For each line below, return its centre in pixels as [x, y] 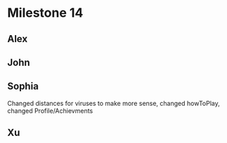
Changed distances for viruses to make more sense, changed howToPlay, [113, 103]
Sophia [23, 87]
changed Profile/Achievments [50, 111]
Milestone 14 [45, 13]
